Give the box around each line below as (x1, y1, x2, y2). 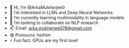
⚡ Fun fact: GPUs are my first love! (9, 37, 78, 43)
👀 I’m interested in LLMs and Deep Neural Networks (9, 10, 113, 15)
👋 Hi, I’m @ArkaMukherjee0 (9, 5, 65, 10)
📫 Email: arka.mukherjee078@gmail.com (9, 25, 92, 31)
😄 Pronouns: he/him (9, 32, 51, 38)
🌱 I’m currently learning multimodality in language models (9, 15, 125, 20)
